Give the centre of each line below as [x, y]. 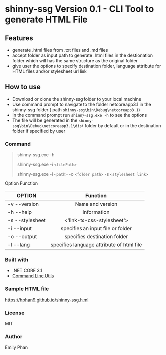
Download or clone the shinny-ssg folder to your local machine [77, 99]
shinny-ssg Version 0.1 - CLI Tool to [80, 9]
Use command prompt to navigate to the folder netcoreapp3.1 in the [82, 104]
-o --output [22, 237]
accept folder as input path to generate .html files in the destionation [83, 55]
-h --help [20, 212]
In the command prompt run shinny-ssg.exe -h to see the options [80, 115]
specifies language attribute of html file [96, 245]
